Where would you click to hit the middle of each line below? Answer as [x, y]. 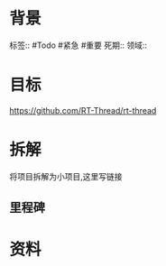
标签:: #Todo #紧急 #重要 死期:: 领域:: [78, 45]
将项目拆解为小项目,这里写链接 [66, 176]
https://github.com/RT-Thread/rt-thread [83, 110]
